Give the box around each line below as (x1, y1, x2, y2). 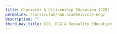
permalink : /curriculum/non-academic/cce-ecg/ (5, 12, 105, 17)
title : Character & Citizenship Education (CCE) (5, 7, 110, 12)
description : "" (5, 16, 40, 21)
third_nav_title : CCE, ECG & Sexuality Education (5, 21, 112, 26)
